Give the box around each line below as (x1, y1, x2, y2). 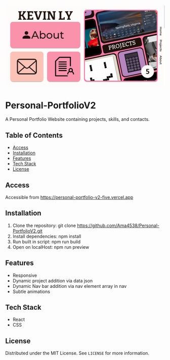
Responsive (12, 272, 37, 278)
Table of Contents (5, 131, 63, 140)
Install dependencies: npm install (12, 233, 81, 239)
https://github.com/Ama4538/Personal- (76, 222, 160, 228)
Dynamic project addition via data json (12, 277, 93, 284)
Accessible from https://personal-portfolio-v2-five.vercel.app (5, 194, 134, 200)
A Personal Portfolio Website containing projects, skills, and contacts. (5, 116, 150, 122)
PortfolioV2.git (12, 227, 43, 234)
